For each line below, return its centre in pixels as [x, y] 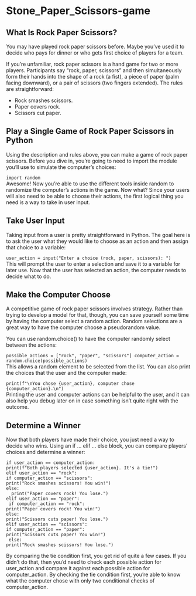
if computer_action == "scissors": [49, 478]
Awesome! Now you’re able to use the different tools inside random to [90, 184]
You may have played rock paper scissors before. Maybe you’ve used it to [95, 46]
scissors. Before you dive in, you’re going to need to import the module [92, 161]
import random [23, 178]
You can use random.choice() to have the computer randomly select [88, 339]
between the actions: [32, 345]
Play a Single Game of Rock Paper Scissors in [90, 131]
